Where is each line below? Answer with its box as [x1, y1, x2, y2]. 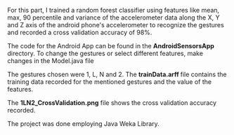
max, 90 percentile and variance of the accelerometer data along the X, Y [7, 13, 220, 22]
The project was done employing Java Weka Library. [7, 120, 160, 128]
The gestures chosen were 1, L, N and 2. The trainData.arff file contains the [7, 70, 227, 78]
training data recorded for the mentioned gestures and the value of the [7, 78, 212, 86]
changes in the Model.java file [7, 57, 95, 65]
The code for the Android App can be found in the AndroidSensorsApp [7, 42, 214, 50]
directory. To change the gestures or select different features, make [7, 49, 204, 57]
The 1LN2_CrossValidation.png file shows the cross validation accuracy [7, 99, 216, 107]
